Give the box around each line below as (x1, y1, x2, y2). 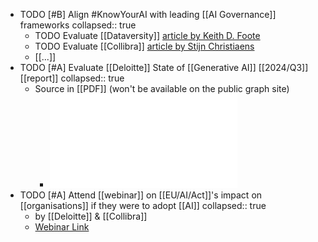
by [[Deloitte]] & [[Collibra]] (34, 210, 148, 222)
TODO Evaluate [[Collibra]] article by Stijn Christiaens (34, 40, 255, 52)
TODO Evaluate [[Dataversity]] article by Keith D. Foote (34, 30, 261, 41)
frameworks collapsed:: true (19, 19, 137, 31)
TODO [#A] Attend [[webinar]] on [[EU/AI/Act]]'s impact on (19, 189, 263, 201)
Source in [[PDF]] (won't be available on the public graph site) (34, 83, 290, 94)
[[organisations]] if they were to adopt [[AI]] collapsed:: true (19, 200, 267, 211)
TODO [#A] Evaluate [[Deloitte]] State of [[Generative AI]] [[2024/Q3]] (19, 62, 309, 73)
